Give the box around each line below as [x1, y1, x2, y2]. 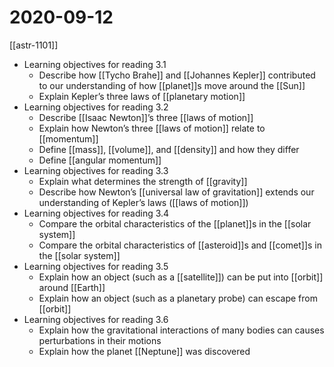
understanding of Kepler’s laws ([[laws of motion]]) [38, 196, 249, 208]
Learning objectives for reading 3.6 [23, 313, 169, 325]
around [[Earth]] [38, 281, 106, 293]
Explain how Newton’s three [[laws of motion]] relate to [38, 122, 266, 134]
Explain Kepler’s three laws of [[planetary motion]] [38, 90, 246, 102]
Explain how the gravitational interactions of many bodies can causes [38, 324, 325, 336]
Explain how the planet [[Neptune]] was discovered [38, 345, 251, 357]
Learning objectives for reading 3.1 [23, 58, 167, 70]
